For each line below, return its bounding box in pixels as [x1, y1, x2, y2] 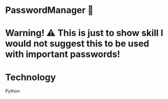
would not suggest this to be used [5, 38, 149, 49]
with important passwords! [5, 48, 120, 60]
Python [5, 88, 20, 94]
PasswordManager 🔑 [5, 4, 94, 16]
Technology [5, 71, 56, 83]
